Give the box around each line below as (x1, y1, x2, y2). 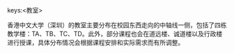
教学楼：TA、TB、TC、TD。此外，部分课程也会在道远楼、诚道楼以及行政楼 (7, 30, 223, 38)
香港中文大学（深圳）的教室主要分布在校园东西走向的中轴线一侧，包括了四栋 (7, 21, 227, 29)
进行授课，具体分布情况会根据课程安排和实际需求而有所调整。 (7, 38, 185, 47)
